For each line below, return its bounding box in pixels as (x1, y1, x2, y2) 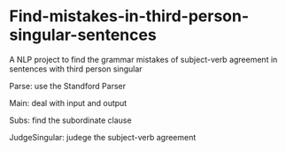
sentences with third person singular (9, 64, 143, 74)
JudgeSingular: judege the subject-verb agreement (9, 132, 197, 142)
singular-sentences (9, 25, 157, 45)
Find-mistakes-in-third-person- (9, 6, 250, 26)
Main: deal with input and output (9, 97, 128, 108)
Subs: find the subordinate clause (9, 115, 132, 125)
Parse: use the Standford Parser (9, 80, 127, 91)
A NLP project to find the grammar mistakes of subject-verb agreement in (9, 54, 278, 64)
